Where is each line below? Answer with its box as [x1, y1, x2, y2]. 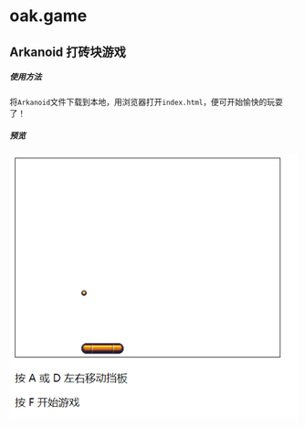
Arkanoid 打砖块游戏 [9, 44, 126, 59]
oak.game [9, 5, 88, 27]
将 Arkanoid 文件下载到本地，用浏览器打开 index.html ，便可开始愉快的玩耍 [9, 96, 283, 107]
